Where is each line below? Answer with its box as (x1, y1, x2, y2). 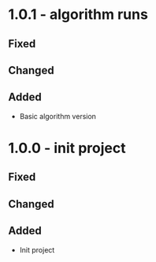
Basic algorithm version (19, 111, 97, 121)
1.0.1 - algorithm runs (8, 6, 148, 24)
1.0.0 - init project (8, 139, 126, 157)
